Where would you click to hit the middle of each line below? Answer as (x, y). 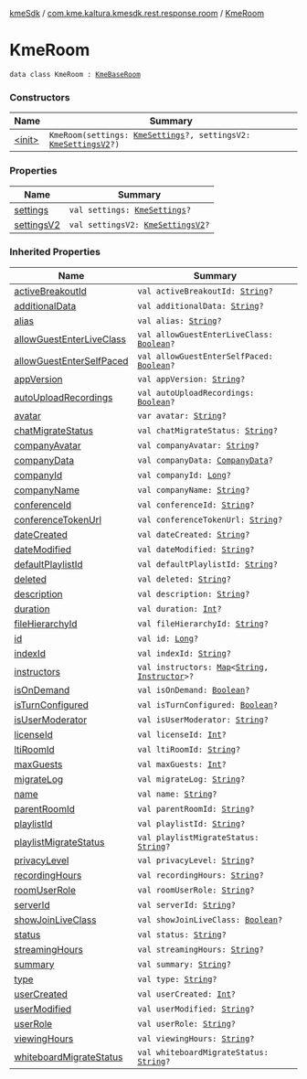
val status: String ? (181, 935)
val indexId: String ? (184, 653)
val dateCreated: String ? (193, 534)
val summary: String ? (184, 964)
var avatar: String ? (181, 416)
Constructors (40, 97)
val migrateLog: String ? (191, 779)
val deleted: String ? (184, 579)
